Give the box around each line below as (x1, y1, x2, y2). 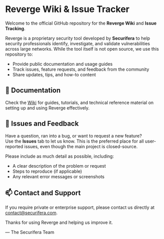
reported (5, 143, 24, 149)
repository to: (5, 51, 33, 57)
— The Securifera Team (5, 229, 54, 235)
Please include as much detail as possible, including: (5, 153, 114, 159)
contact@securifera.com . (5, 210, 58, 216)
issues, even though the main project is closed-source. (24, 143, 138, 149)
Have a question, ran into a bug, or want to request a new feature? (5, 133, 142, 139)
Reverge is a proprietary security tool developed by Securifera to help (5, 35, 150, 41)
